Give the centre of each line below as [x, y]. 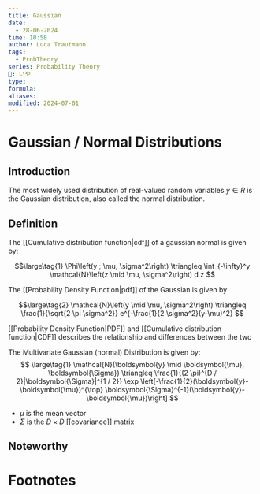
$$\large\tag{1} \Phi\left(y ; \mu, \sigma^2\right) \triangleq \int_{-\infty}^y [132, 266]
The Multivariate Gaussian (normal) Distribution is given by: [104, 352]
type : [17, 81]
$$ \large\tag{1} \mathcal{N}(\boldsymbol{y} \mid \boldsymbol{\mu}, [132, 364]
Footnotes [42, 480]
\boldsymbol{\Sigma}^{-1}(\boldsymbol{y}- [175, 389]
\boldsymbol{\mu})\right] [127, 398]
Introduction [39, 171]
